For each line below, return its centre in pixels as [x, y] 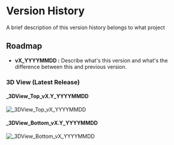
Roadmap [24, 46]
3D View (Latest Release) [43, 82]
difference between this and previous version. [71, 67]
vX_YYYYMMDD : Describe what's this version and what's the [91, 60]
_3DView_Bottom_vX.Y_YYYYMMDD [52, 123]
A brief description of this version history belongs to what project [86, 27]
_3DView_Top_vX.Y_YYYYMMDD [47, 96]
